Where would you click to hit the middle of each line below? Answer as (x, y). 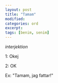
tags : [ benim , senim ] (27, 33)
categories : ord (22, 23)
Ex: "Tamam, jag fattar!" (29, 75)
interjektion (16, 47)
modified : (15, 19)
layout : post (18, 10)
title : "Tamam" (21, 14)
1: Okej (12, 56)
